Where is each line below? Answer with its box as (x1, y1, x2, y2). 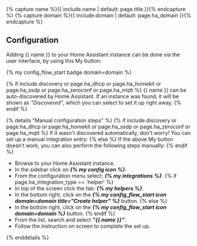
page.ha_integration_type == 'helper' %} (14, 178, 114, 186)
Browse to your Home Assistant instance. (14, 160, 116, 167)
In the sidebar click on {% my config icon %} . (14, 166, 127, 173)
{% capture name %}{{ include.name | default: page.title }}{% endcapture (6, 6, 186, 12)
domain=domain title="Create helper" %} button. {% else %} (14, 197, 168, 204)
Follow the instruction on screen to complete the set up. (14, 222, 150, 229)
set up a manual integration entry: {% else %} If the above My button (6, 135, 173, 143)
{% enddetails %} (6, 234, 49, 241)
